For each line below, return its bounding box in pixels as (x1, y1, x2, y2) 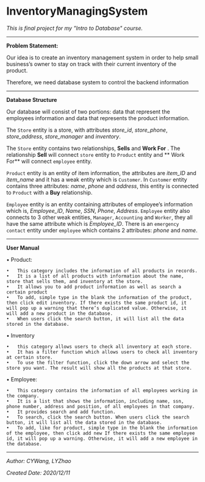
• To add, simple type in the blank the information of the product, (6, 294, 192, 300)
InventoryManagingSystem (6, 4, 148, 18)
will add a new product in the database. (6, 310, 113, 317)
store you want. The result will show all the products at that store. (6, 365, 192, 371)
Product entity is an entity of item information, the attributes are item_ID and (6, 169, 196, 176)
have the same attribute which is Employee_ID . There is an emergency (6, 220, 179, 227)
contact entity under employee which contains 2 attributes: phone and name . (6, 226, 198, 234)
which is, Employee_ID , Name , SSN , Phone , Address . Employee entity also (6, 207, 190, 214)
